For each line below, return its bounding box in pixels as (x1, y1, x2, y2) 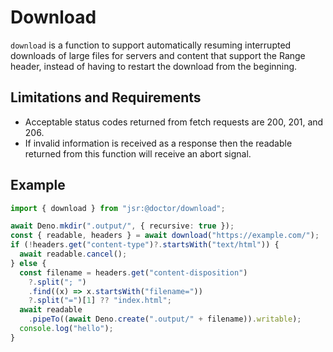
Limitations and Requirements (10, 89, 202, 106)
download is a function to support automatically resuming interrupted (10, 39, 292, 51)
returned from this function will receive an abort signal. (24, 147, 252, 160)
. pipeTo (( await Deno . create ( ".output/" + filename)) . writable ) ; (28, 314, 302, 325)
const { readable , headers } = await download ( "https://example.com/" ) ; (10, 231, 320, 241)
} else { (10, 258, 47, 268)
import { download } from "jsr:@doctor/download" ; (10, 203, 226, 213)
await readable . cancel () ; (19, 249, 128, 260)
